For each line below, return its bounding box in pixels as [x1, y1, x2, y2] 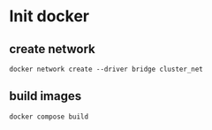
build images [9, 88, 82, 103]
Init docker [9, 6, 90, 27]
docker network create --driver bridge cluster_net [9, 65, 203, 73]
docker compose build [9, 112, 89, 121]
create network [9, 42, 95, 57]
